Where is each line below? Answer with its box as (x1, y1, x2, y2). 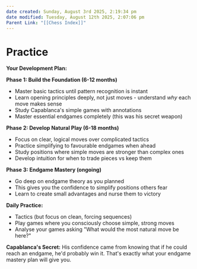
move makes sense (14, 100, 62, 107)
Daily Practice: (6, 202, 43, 209)
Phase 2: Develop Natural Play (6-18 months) (6, 124, 119, 132)
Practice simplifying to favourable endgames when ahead (14, 142, 156, 149)
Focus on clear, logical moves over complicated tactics (14, 136, 150, 143)
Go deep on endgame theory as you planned (14, 178, 125, 185)
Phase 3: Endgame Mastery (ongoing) (6, 166, 102, 174)
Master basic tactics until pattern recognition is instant (14, 88, 148, 95)
